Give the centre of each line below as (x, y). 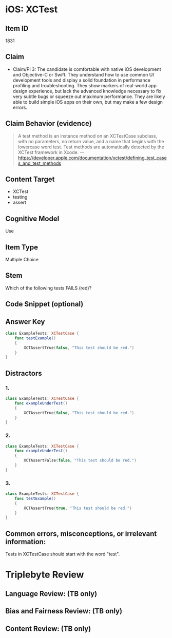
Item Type (22, 247)
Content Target (30, 179)
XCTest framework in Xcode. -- (51, 152)
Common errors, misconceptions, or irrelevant (81, 534)
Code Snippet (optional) (44, 304)
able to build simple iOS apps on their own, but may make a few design (88, 102)
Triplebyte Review (45, 575)
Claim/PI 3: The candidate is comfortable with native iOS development (87, 69)
